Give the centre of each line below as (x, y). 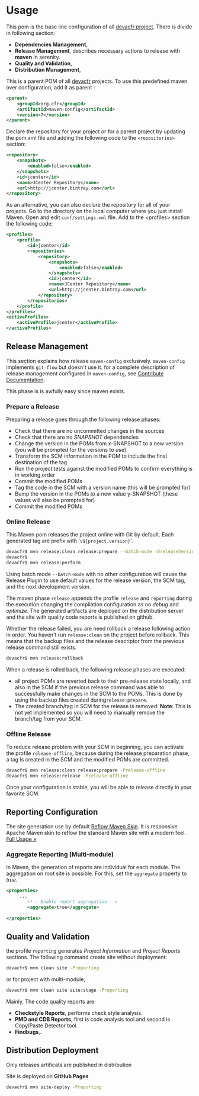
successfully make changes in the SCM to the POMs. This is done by (99, 693)
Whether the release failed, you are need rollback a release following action (98, 629)
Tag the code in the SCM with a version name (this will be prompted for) (102, 488)
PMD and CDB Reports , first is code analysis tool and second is (92, 1019)
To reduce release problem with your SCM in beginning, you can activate (95, 747)
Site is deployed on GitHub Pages (47, 1076)
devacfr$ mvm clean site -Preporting (53, 968)
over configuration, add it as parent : (51, 87)
